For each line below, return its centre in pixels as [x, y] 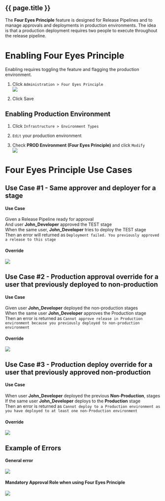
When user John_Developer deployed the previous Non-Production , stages [83, 395]
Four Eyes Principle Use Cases [69, 170]
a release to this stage [31, 240]
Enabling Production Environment [58, 114]
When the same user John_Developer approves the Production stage [76, 313]
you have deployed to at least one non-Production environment [71, 411]
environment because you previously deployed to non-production [72, 323]
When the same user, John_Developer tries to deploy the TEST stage [76, 230]
